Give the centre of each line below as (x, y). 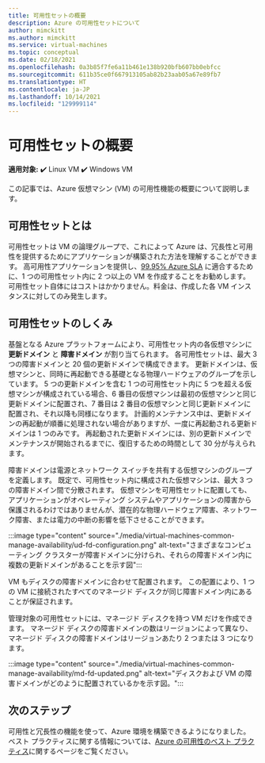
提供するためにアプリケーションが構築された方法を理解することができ (136, 256)
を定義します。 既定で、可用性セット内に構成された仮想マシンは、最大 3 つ (131, 480)
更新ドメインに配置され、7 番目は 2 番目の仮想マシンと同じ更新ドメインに (130, 403)
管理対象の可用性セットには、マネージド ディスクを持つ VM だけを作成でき (131, 618)
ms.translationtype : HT (47, 82)
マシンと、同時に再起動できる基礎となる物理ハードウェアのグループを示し (136, 374)
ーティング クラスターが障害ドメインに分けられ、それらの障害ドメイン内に (130, 554)
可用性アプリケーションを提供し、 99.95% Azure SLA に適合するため (142, 266)
